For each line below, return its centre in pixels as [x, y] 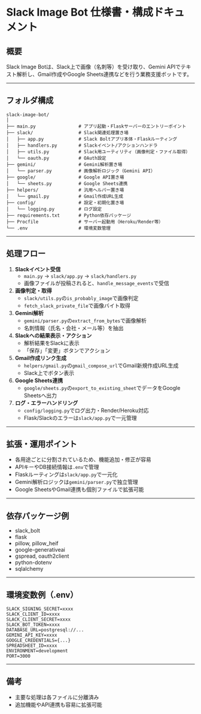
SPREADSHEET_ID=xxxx [32, 646]
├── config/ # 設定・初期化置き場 [65, 202]
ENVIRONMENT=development [37, 651]
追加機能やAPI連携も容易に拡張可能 [59, 704]
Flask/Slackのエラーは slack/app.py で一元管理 [80, 417]
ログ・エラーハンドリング [46, 403]
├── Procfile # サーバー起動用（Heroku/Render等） [85, 222]
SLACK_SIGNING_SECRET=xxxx [40, 609]
